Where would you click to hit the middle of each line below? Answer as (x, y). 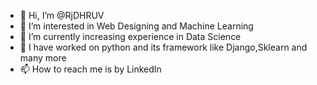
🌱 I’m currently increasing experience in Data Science (130, 36)
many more (43, 58)
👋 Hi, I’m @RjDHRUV (62, 15)
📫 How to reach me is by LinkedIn (90, 69)
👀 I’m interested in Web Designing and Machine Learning (136, 26)
